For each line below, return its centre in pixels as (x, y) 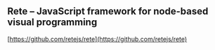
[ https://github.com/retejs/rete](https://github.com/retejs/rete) (97, 39)
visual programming (52, 23)
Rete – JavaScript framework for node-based (108, 11)
